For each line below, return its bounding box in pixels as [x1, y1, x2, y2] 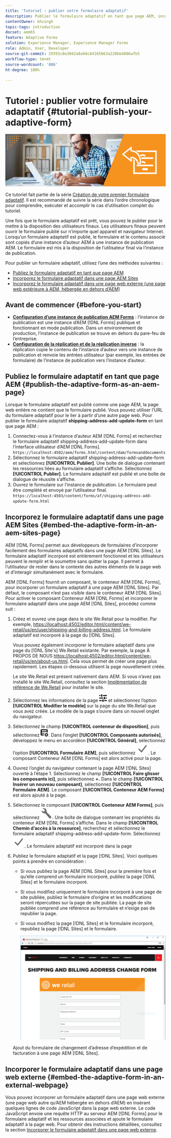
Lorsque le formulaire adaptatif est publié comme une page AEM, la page [5, 402, 159, 408]
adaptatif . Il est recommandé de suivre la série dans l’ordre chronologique [5, 196, 160, 203]
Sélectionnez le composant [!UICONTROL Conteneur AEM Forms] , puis [12, 802, 164, 808]
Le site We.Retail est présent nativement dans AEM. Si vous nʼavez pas [12, 673, 161, 679]
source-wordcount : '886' [5, 62, 58, 67]
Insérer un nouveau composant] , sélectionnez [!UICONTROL [12, 781, 142, 787]
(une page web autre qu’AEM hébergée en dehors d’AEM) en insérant [5, 1100, 151, 1106]
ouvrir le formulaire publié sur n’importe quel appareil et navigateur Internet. [5, 228, 164, 234]
